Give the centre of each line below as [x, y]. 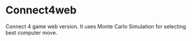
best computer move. [32, 32]
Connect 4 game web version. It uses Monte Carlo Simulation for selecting [96, 26]
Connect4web [41, 10]
